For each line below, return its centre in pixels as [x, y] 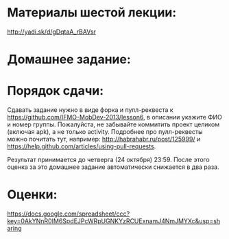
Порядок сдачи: [56, 91]
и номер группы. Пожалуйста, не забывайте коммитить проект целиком [113, 124]
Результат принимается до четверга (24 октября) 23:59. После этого [109, 160]
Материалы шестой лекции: [92, 13]
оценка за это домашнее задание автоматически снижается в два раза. [113, 167]
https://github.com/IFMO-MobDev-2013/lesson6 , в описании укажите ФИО [115, 117]
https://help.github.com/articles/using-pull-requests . [82, 146]
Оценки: [32, 195]
